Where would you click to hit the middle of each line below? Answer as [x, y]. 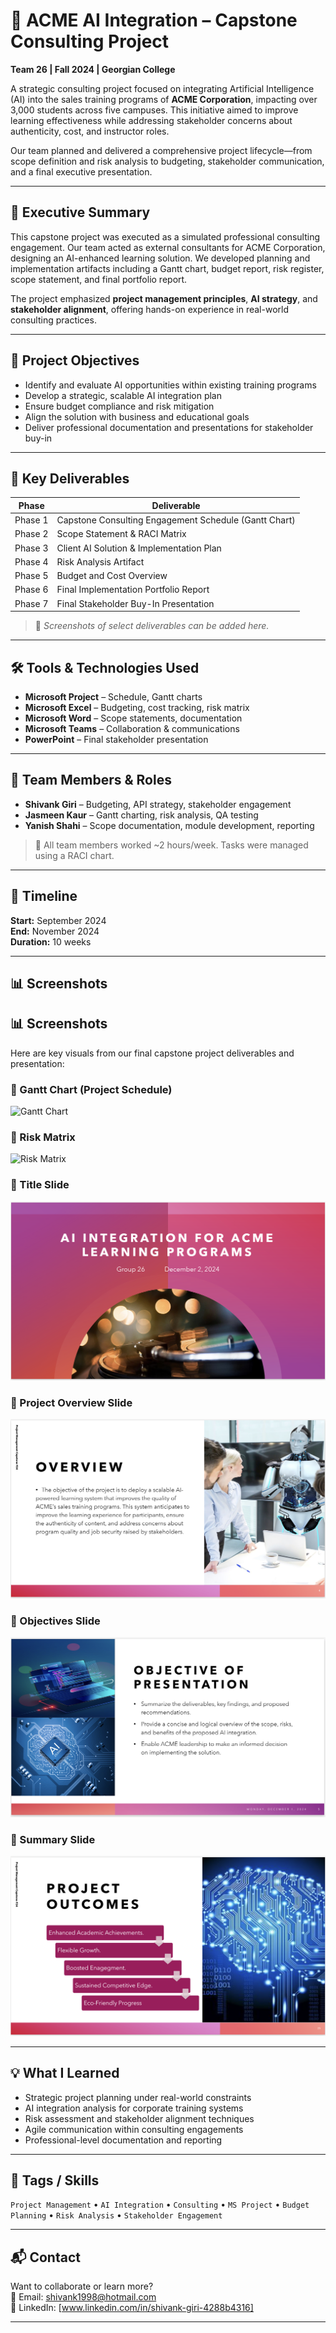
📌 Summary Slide [53, 1839]
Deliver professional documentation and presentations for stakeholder [169, 427]
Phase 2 [31, 534]
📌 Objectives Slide [55, 1621]
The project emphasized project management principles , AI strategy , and [164, 298]
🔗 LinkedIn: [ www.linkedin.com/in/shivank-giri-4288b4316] [132, 2308]
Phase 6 [31, 590]
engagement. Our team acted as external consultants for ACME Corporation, [168, 247]
